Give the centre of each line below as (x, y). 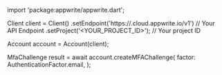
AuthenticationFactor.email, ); (49, 64)
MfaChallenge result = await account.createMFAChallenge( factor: (101, 57)
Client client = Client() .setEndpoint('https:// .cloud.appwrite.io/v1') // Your (111, 23)
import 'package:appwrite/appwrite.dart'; (66, 10)
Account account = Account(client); (58, 44)
